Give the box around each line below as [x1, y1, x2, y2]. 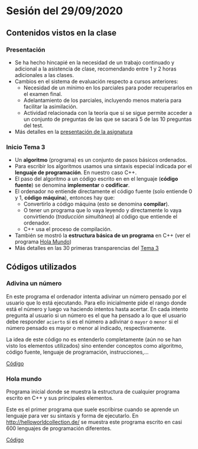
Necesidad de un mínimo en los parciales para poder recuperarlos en [23, 84, 193, 91]
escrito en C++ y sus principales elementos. [6, 395, 114, 402]
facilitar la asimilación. [23, 102, 78, 110]
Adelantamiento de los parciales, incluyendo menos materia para [23, 97, 182, 104]
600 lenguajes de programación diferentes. [6, 425, 112, 432]
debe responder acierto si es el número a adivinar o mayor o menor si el [6, 318, 178, 325]
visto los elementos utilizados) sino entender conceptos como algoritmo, [6, 342, 183, 349]
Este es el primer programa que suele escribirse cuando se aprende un [6, 406, 179, 413]
